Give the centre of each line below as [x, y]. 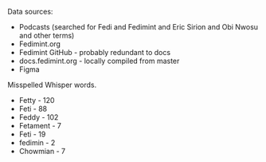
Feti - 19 [32, 134]
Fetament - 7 [40, 126]
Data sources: [30, 12]
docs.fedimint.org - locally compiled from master [99, 61]
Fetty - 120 [37, 100]
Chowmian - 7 [42, 151]
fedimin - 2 [37, 142]
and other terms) [47, 36]
